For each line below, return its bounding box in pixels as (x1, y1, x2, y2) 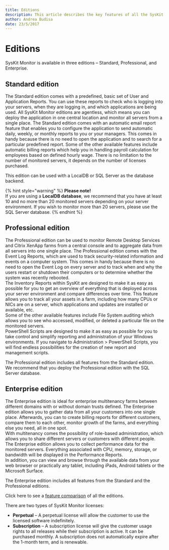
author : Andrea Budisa (5, 17, 53, 22)
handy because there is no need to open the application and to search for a (5, 136, 162, 142)
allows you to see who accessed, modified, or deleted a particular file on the (5, 317, 164, 323)
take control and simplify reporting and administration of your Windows (5, 333, 153, 339)
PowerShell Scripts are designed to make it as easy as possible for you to (5, 328, 158, 334)
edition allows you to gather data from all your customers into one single (5, 409, 155, 415)
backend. (5, 178, 25, 184)
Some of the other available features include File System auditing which (5, 312, 154, 318)
